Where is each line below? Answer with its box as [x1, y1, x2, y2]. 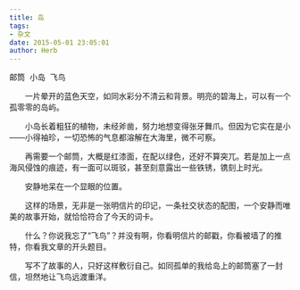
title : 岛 [9, 12, 45, 22]
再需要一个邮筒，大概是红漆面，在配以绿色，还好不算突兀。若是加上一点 [24, 151, 291, 162]
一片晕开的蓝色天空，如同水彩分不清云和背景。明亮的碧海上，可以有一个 [24, 91, 291, 102]
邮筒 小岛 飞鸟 [9, 72, 66, 83]
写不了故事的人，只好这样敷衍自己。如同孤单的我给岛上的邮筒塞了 [24, 261, 268, 271]
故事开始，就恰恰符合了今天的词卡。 [24, 211, 158, 222]
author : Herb [9, 46, 58, 55]
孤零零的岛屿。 [9, 102, 64, 112]
